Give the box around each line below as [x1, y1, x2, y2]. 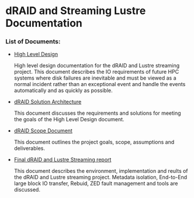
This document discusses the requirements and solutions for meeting [13, 110, 182, 117]
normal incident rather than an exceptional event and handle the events [13, 81, 186, 88]
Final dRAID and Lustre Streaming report [13, 156, 112, 163]
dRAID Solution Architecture [13, 98, 82, 105]
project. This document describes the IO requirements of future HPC [13, 69, 179, 76]
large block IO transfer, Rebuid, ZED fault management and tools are [13, 180, 178, 187]
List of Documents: [5, 37, 61, 46]
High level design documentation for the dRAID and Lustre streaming [13, 62, 180, 69]
